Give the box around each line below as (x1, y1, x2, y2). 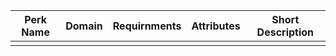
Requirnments (112, 19, 182, 33)
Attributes (191, 19, 241, 33)
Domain (65, 19, 103, 33)
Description (256, 25, 315, 39)
